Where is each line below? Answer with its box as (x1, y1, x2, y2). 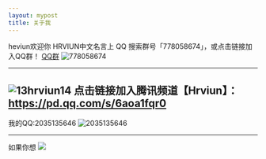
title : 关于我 (8, 19, 51, 27)
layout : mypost (8, 11, 59, 20)
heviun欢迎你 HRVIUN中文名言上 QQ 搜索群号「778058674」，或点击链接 (8, 41, 245, 51)
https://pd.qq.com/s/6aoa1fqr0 (8, 96, 167, 110)
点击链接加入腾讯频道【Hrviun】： (74, 83, 238, 97)
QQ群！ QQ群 (14, 51, 59, 61)
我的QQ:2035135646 (8, 119, 77, 128)
